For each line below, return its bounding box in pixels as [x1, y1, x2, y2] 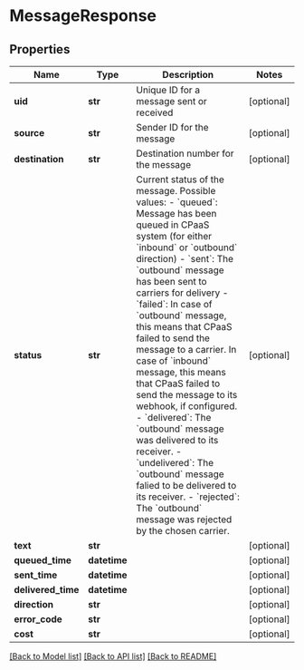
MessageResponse [9, 5, 157, 26]
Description [162, 69, 214, 81]
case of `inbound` [136, 354, 211, 367]
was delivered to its [136, 434, 219, 446]
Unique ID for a [136, 83, 201, 96]
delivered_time [14, 584, 80, 596]
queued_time [14, 554, 72, 567]
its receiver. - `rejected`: [136, 490, 240, 503]
